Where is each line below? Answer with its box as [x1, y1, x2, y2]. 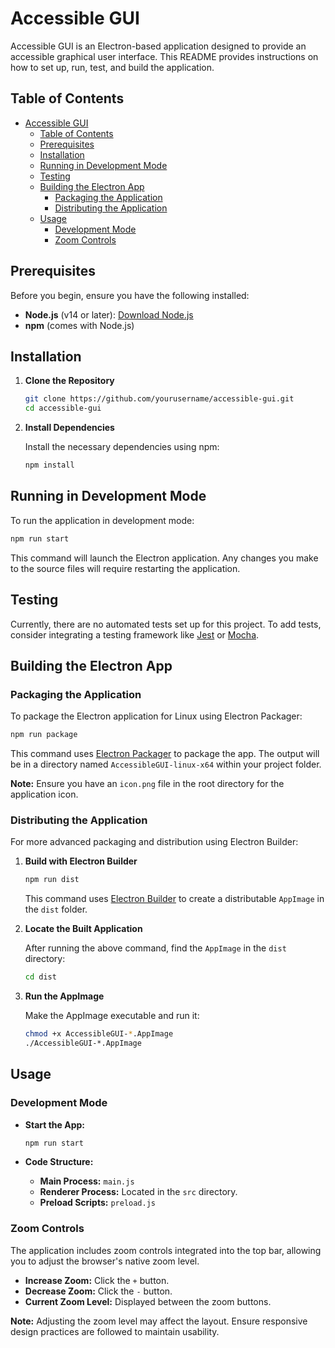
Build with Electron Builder [24, 855, 138, 867]
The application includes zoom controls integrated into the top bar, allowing [10, 1244, 322, 1256]
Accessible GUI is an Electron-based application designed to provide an [10, 40, 307, 52]
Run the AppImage [24, 990, 105, 1002]
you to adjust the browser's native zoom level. [10, 1255, 200, 1267]
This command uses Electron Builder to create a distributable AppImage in [24, 893, 325, 905]
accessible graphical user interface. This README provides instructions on [10, 50, 319, 62]
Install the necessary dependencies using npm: [24, 441, 220, 453]
